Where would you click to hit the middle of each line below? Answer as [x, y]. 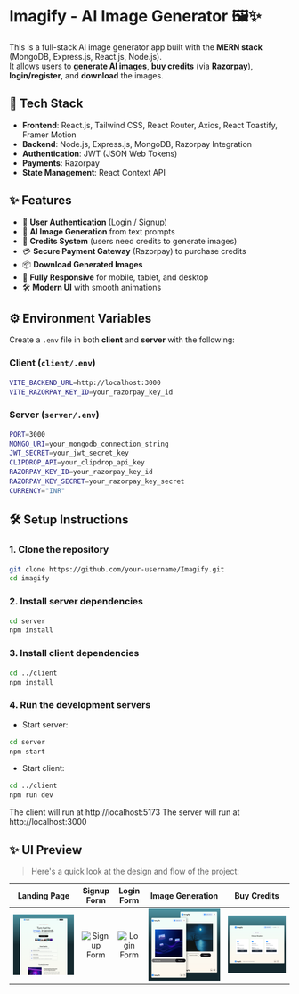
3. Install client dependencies [74, 653]
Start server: [45, 724]
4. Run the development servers [80, 705]
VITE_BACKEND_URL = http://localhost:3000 [85, 382]
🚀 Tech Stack [46, 104]
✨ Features [40, 201]
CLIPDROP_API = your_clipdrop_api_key [77, 463]
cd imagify [29, 579]
